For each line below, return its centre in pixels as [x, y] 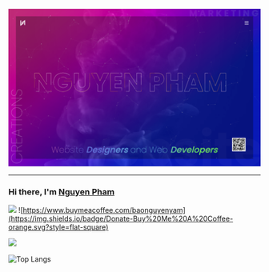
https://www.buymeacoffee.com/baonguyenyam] [104, 210]
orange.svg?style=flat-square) [58, 227]
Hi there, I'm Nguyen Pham [61, 191]
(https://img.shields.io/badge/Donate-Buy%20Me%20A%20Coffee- [121, 219]
